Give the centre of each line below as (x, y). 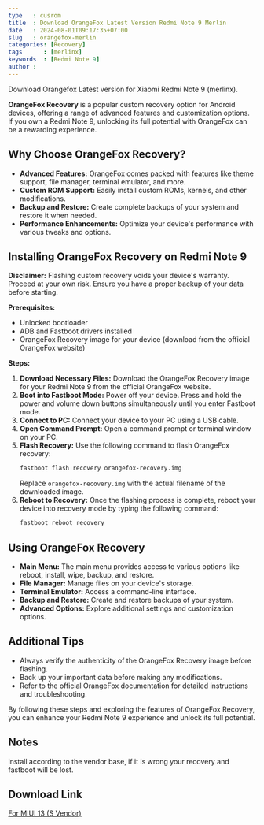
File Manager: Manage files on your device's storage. (106, 583)
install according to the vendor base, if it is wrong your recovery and (119, 761)
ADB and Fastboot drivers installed (75, 331)
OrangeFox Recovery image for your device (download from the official (134, 340)
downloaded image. (51, 492)
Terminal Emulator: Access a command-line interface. (108, 591)
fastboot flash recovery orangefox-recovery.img (101, 468)
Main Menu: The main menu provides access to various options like (129, 566)
